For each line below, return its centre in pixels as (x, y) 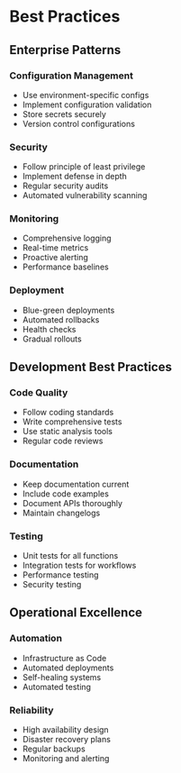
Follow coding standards (68, 413)
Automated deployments (68, 668)
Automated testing (57, 687)
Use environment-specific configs (86, 95)
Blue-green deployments (68, 310)
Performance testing (60, 575)
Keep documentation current (76, 484)
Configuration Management (71, 76)
